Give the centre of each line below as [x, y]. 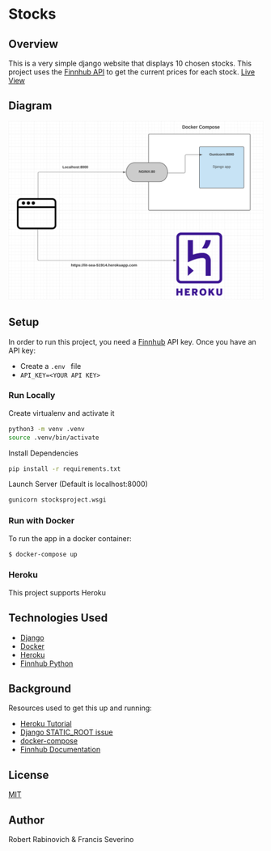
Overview [34, 44]
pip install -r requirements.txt [65, 469]
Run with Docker [42, 521]
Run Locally [32, 396]
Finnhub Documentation [60, 750]
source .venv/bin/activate [54, 438]
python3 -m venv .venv [47, 429]
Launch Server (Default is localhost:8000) [78, 484]
